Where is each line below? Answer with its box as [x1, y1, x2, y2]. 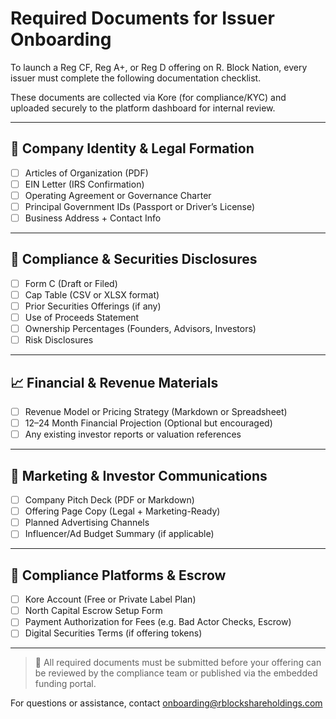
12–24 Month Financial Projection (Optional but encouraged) [24, 417, 273, 429]
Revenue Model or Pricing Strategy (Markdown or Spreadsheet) [24, 406, 288, 418]
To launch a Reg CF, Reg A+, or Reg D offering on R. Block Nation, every [10, 61, 308, 73]
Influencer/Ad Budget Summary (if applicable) [24, 528, 215, 540]
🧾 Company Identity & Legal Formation [10, 140, 255, 157]
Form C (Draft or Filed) [24, 277, 118, 289]
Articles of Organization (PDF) [24, 167, 149, 179]
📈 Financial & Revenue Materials [10, 374, 219, 391]
